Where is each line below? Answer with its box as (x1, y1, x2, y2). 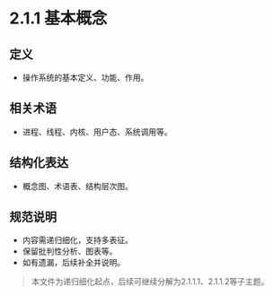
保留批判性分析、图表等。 (22, 246, 118, 256)
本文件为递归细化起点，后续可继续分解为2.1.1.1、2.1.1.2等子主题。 (31, 276, 269, 287)
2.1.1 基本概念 (9, 8, 108, 29)
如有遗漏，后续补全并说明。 (22, 257, 126, 268)
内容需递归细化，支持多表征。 (22, 235, 133, 246)
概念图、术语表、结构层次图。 (22, 180, 133, 191)
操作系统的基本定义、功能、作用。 (22, 73, 149, 82)
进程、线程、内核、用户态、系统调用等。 (22, 126, 172, 137)
